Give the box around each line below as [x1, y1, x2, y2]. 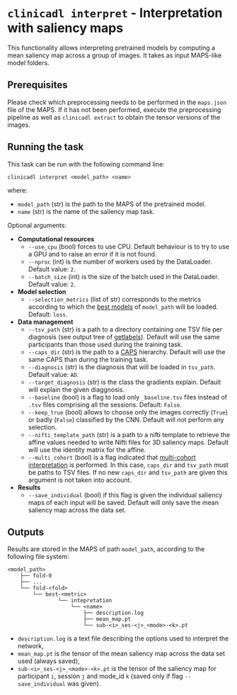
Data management [17, 317, 74, 326]
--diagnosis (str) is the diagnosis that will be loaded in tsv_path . [28, 363, 216, 371]
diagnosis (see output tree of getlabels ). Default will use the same [28, 332, 221, 341]
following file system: [7, 553, 69, 561]
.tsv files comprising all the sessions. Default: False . [28, 400, 182, 409]
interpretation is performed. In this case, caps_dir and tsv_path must [28, 460, 229, 469]
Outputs [7, 526, 45, 538]
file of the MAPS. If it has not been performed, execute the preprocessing [7, 105, 221, 114]
